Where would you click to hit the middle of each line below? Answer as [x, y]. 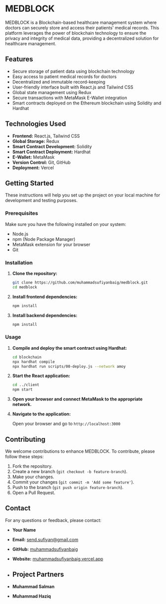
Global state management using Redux [52, 92]
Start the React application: [41, 376]
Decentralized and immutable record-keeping [59, 82]
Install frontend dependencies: [45, 297]
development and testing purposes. [41, 201]
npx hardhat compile [33, 362]
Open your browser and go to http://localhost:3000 [66, 424]
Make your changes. [33, 477]
